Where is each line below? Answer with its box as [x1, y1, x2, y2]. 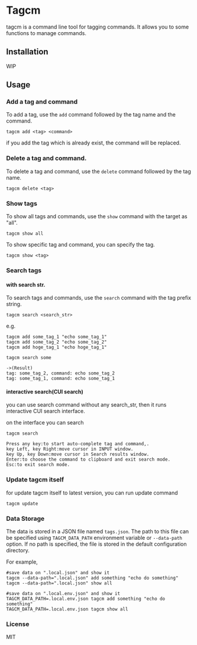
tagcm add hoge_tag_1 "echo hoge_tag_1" [6, 344, 108, 351]
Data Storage [6, 514, 45, 523]
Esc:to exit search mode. [6, 462, 70, 468]
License [6, 619, 30, 628]
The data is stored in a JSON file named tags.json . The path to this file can [6, 527, 189, 535]
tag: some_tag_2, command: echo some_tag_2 [6, 370, 115, 376]
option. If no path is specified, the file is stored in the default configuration [6, 540, 187, 548]
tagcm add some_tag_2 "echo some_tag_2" [6, 339, 108, 345]
